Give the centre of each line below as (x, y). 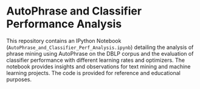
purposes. (19, 79)
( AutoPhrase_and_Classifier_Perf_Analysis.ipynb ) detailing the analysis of (100, 47)
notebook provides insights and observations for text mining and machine (98, 66)
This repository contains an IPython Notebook (64, 41)
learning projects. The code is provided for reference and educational (93, 73)
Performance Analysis (64, 24)
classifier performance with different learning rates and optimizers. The (96, 60)
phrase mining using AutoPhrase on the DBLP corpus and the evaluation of (100, 53)
